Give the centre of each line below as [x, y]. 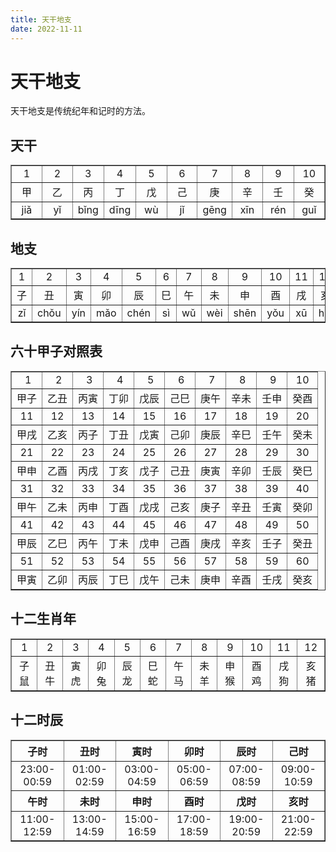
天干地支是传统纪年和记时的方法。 [80, 111]
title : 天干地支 [41, 19]
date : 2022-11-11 [46, 29]
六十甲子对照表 [56, 351]
